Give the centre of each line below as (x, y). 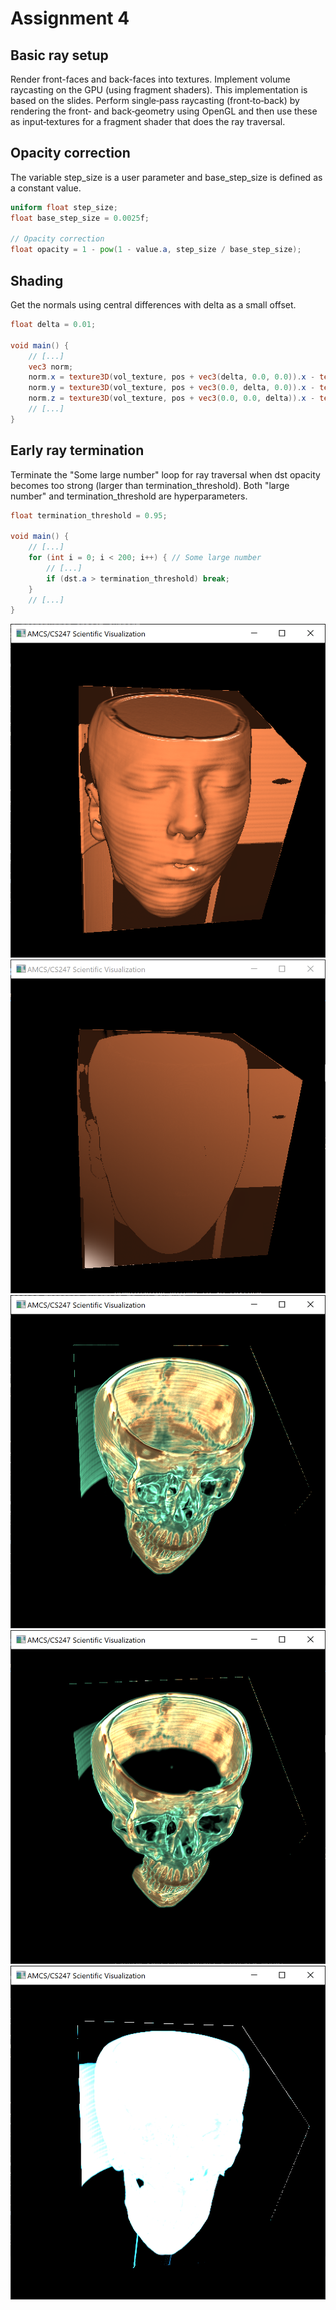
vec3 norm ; (51, 367)
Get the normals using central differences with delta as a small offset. (153, 305)
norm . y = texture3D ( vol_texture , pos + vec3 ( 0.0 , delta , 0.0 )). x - (172, 388)
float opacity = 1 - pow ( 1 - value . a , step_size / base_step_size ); (156, 250)
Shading (37, 280)
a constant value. (46, 188)
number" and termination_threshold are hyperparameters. (129, 496)
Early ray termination (77, 450)
